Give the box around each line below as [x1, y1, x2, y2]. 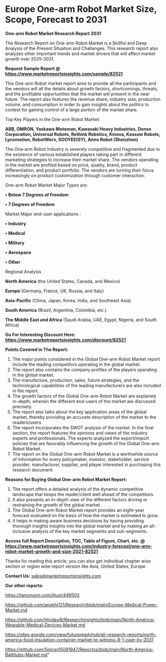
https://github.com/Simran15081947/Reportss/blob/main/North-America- [5, 646, 154, 652]
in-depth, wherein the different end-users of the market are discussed [12, 398, 156, 404]
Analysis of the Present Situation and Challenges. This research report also [5, 45, 159, 51]
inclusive [12, 528, 31, 534]
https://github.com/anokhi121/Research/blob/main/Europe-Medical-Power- [5, 601, 158, 607]
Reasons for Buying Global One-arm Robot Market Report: [5, 476, 127, 482]
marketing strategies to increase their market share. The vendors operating [5, 156, 159, 162]
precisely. [12, 403, 33, 409]
